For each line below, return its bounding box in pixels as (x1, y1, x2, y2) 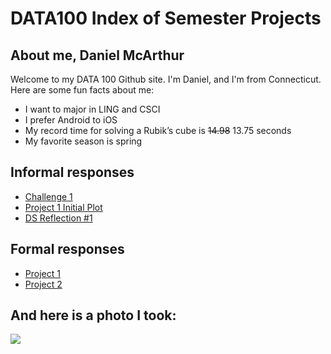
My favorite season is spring (24, 135, 143, 147)
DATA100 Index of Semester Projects (10, 7, 322, 30)
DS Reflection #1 (24, 212, 93, 224)
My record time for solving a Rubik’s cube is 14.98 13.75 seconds (24, 125, 292, 136)
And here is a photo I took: (10, 307, 177, 324)
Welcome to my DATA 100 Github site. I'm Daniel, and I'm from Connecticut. (10, 73, 322, 85)
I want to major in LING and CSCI (24, 103, 161, 115)
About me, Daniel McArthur (10, 47, 185, 64)
